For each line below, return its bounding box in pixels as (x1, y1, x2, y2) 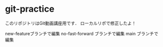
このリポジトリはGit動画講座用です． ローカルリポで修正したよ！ (5, 20, 136, 26)
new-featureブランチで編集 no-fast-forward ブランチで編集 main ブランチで (5, 30, 159, 36)
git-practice (5, 3, 55, 15)
